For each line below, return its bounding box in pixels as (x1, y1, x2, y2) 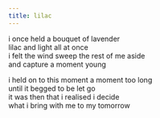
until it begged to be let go (8, 83, 96, 93)
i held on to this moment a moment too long (8, 75, 153, 84)
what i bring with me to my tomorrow (8, 100, 130, 110)
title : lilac (8, 11, 52, 20)
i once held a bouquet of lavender (8, 34, 121, 43)
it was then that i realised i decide (8, 92, 120, 101)
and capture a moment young (8, 59, 107, 69)
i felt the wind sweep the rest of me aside (8, 51, 146, 60)
